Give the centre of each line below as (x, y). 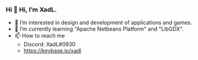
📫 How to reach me (39, 36)
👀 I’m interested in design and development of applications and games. (103, 23)
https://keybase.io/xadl (52, 51)
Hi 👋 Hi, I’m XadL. (31, 10)
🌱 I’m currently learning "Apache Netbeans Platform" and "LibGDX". (99, 29)
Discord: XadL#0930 (50, 44)
